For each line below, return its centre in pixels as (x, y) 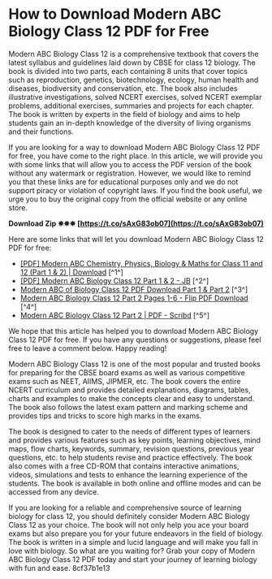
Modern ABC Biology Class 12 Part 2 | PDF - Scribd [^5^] (114, 315)
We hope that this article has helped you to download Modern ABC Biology (134, 331)
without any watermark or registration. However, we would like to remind (130, 173)
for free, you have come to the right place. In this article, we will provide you (136, 156)
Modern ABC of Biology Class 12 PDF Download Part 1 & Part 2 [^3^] (134, 289)
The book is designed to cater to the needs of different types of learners (130, 431)
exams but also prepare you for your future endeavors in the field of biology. (136, 534)
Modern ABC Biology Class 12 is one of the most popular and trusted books (135, 364)
